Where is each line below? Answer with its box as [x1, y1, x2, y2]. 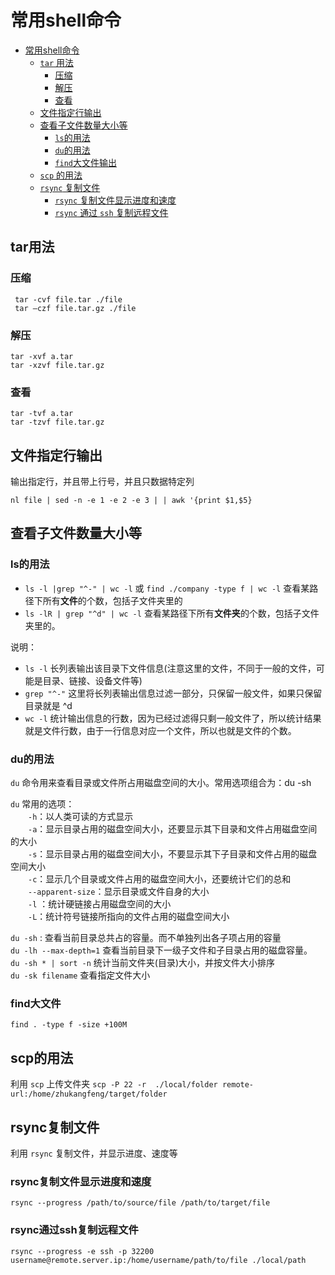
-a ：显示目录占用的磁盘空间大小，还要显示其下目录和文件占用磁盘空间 [28, 823, 318, 835]
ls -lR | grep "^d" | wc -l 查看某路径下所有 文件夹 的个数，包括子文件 [24, 607, 320, 619]
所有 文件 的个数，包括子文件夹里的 [42, 594, 183, 606]
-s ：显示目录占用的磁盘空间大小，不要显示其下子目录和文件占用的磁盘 [28, 848, 318, 860]
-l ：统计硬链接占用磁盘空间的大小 [28, 898, 172, 910]
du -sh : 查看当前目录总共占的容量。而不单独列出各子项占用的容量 [10, 932, 282, 944]
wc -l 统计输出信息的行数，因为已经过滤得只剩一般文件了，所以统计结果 [24, 712, 322, 724]
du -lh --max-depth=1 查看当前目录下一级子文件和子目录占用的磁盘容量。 [10, 944, 313, 956]
